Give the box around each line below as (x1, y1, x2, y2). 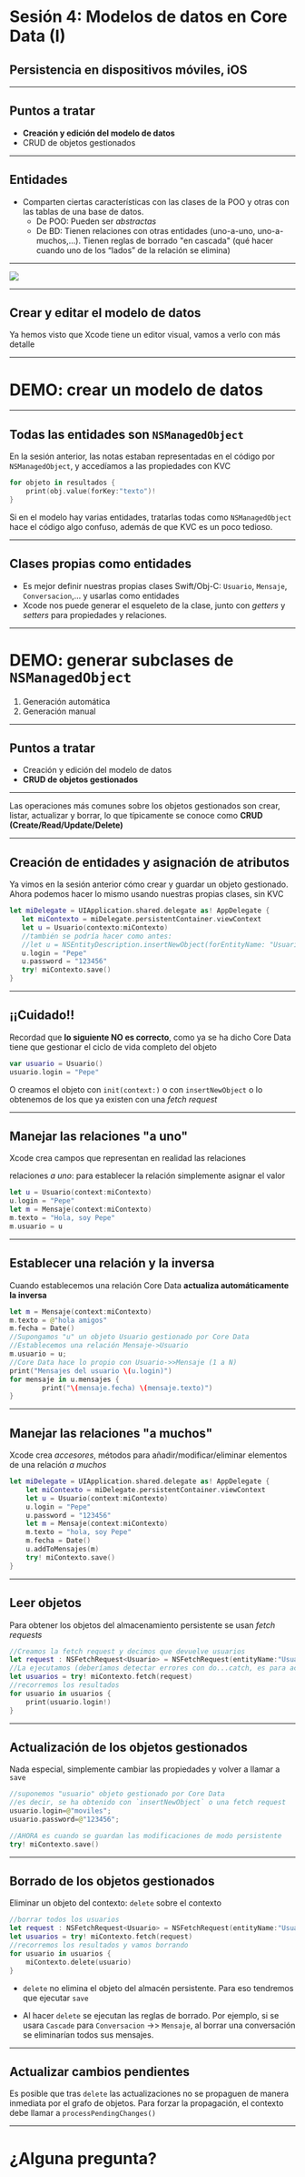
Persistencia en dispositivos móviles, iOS (9, 62, 248, 77)
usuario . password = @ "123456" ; (9, 1815, 120, 1824)
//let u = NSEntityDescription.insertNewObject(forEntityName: (21, 940, 266, 949)
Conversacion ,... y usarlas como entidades (22, 590, 180, 601)
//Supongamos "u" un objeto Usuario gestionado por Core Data (9, 1332, 250, 1342)
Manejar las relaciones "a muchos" (9, 1425, 213, 1440)
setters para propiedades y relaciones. (22, 609, 168, 620)
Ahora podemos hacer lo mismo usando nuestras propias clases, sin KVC (9, 889, 284, 900)
